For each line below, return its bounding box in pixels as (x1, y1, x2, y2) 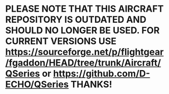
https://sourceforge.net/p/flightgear (5, 46, 164, 58)
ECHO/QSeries (5, 79, 69, 90)
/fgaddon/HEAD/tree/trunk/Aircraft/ (5, 57, 161, 69)
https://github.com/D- (53, 68, 151, 79)
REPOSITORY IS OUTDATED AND (5, 14, 147, 25)
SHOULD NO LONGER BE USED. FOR (5, 25, 160, 36)
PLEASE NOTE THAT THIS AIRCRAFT (5, 3, 164, 15)
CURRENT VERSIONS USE (5, 36, 116, 47)
